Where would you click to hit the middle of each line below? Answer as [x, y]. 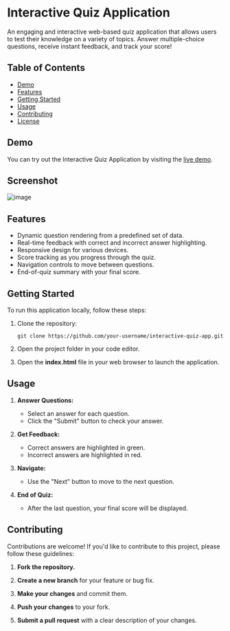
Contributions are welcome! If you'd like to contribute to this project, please [114, 546]
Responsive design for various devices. [73, 250]
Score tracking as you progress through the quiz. [87, 257]
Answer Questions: [45, 400]
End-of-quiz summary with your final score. [79, 272]
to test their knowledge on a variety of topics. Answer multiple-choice [106, 38]
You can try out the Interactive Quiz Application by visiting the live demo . [110, 159]
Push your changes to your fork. [64, 607]
